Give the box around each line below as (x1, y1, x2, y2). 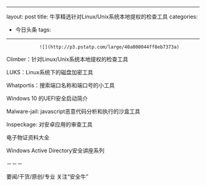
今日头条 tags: (15, 26, 51, 33)
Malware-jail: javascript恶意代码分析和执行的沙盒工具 (6, 108, 140, 115)
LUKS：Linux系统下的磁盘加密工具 (6, 69, 94, 76)
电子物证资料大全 (6, 134, 50, 141)
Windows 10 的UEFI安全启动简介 (6, 95, 88, 102)
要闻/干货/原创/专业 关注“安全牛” (6, 173, 89, 180)
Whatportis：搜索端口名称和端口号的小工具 (6, 82, 115, 89)
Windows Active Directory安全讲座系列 (6, 147, 105, 154)
